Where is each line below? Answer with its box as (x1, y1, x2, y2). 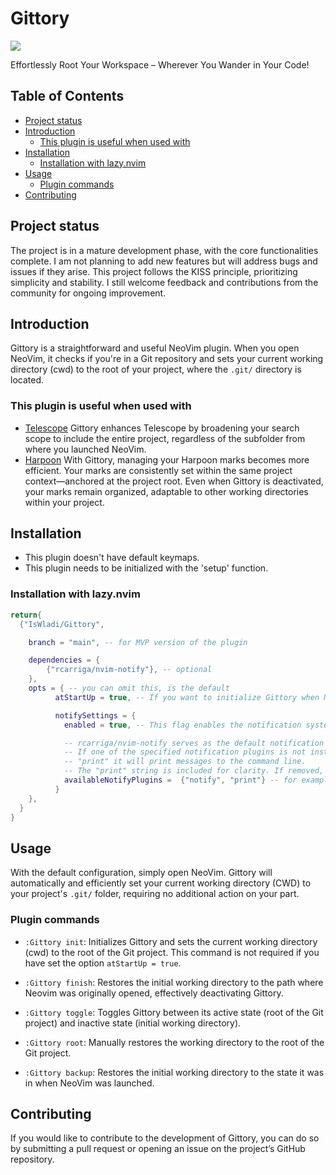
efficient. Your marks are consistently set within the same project (24, 464, 293, 476)
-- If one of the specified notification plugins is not (63, 747, 307, 757)
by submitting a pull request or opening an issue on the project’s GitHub (10, 1143, 306, 1155)
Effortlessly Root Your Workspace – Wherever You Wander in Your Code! (10, 58, 310, 71)
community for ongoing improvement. (10, 287, 167, 299)
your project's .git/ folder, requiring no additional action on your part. (10, 888, 300, 900)
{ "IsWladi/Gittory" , (19, 619, 105, 629)
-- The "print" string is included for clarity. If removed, (63, 766, 325, 776)
